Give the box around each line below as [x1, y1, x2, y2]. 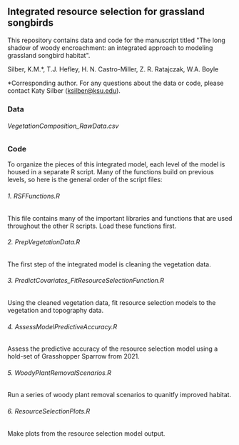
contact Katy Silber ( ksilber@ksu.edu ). [7, 86, 121, 95]
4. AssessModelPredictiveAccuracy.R [7, 322, 118, 331]
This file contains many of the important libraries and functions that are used [7, 214, 233, 222]
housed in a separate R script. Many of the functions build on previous [7, 168, 214, 176]
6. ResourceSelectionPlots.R [7, 406, 91, 415]
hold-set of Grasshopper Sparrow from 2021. [7, 352, 141, 361]
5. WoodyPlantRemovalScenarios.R [7, 368, 112, 377]
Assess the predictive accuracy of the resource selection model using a [7, 344, 218, 353]
